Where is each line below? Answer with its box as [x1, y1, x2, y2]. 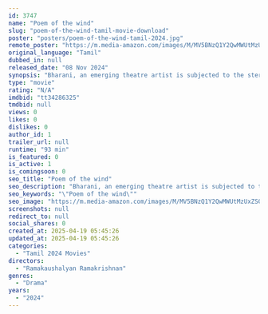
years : [8, 287, 30, 295]
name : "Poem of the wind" [8, 19, 94, 27]
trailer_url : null [8, 137, 69, 146]
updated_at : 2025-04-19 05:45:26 [8, 235, 120, 243]
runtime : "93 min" [8, 145, 69, 153]
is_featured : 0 [8, 153, 59, 161]
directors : [8, 256, 45, 264]
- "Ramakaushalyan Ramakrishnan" [15, 264, 127, 272]
